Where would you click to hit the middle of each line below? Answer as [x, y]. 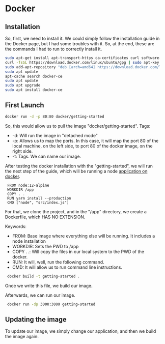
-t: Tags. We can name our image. [46, 156]
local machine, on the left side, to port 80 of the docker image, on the [82, 146]
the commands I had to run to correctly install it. [54, 49]
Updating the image [36, 319]
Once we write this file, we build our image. [49, 286]
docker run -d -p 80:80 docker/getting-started [55, 116]
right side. [22, 151]
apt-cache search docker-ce [34, 76]
